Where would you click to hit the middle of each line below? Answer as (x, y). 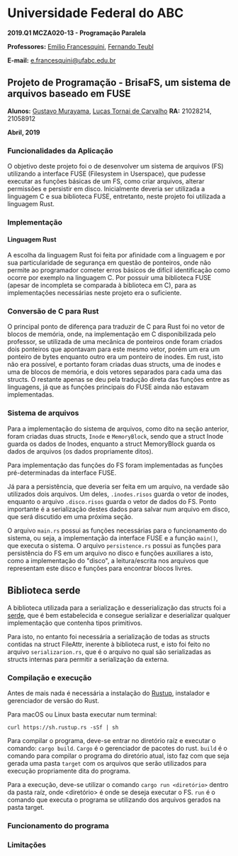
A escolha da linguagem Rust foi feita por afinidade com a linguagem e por (116, 255)
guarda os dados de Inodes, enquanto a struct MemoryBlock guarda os (112, 444)
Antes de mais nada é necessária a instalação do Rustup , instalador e (109, 693)
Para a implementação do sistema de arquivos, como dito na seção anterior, (118, 429)
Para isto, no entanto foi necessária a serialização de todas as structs (109, 636)
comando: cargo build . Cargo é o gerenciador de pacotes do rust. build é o (118, 748)
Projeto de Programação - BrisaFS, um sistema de (119, 83)
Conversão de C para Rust (53, 311)
